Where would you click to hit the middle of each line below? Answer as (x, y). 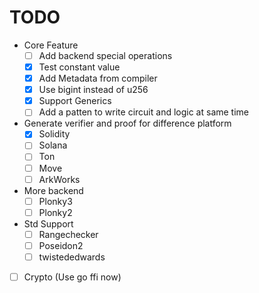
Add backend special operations (105, 55)
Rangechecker (68, 234)
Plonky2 (55, 212)
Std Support (48, 223)
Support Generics (75, 101)
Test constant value (79, 67)
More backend (53, 190)
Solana (53, 145)
